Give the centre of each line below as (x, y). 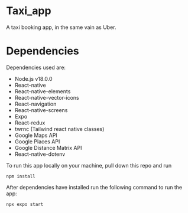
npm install (21, 176)
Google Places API (37, 141)
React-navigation (35, 104)
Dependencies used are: (36, 67)
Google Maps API (36, 135)
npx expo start (25, 204)
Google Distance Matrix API (48, 148)
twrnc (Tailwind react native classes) (59, 129)
